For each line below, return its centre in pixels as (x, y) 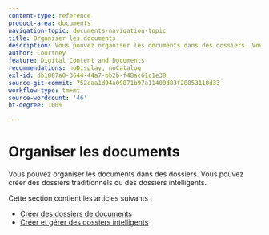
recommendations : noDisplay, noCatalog (75, 68)
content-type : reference (50, 16)
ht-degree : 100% (35, 105)
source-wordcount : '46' (48, 98)
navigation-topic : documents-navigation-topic (87, 30)
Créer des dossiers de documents (76, 214)
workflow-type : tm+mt (44, 90)
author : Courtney (37, 53)
